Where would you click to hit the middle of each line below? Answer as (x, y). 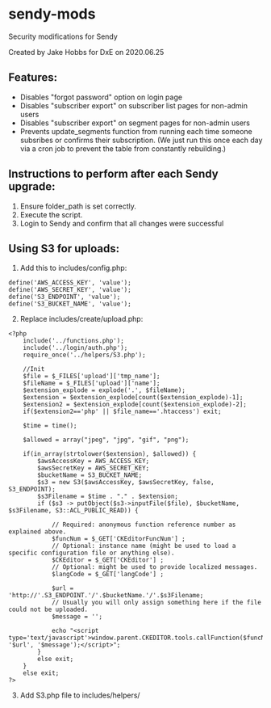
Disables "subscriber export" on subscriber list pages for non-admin (134, 105)
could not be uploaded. (48, 610)
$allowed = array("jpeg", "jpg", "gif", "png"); (106, 440)
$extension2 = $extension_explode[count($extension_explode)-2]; (135, 405)
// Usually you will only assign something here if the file (156, 603)
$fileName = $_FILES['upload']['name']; (92, 383)
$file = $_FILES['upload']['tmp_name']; (92, 377)
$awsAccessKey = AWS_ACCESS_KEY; (94, 461)
